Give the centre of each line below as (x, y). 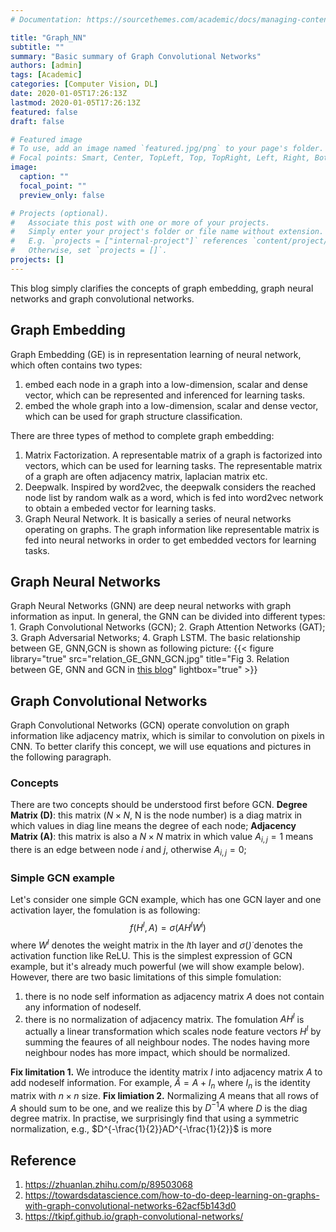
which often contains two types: (76, 365)
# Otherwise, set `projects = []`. (89, 251)
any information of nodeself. (83, 1007)
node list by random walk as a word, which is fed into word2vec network (174, 497)
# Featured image (46, 139)
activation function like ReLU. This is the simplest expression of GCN (151, 955)
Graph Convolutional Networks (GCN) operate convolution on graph (150, 725)
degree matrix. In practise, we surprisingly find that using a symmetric (155, 1118)
